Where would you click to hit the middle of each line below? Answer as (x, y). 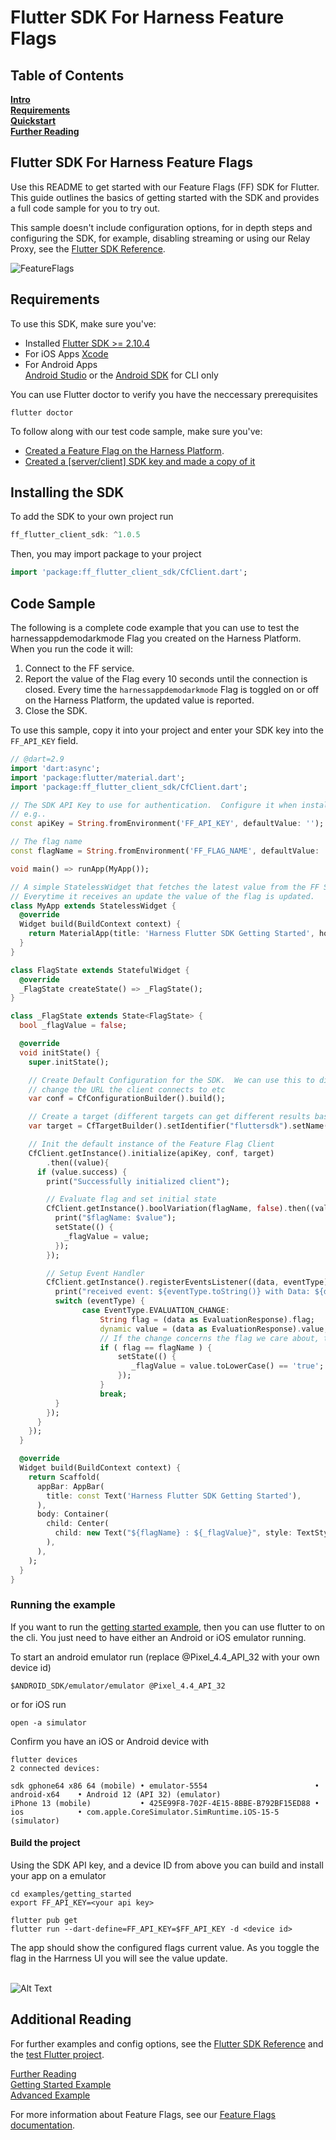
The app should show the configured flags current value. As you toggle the (165, 1947)
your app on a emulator (58, 1875)
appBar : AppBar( (70, 1486)
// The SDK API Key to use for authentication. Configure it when (154, 805)
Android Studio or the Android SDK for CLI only (121, 375)
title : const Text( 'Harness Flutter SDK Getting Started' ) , (174, 1496)
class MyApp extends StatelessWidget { (93, 906)
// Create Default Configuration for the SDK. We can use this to (171, 1080)
